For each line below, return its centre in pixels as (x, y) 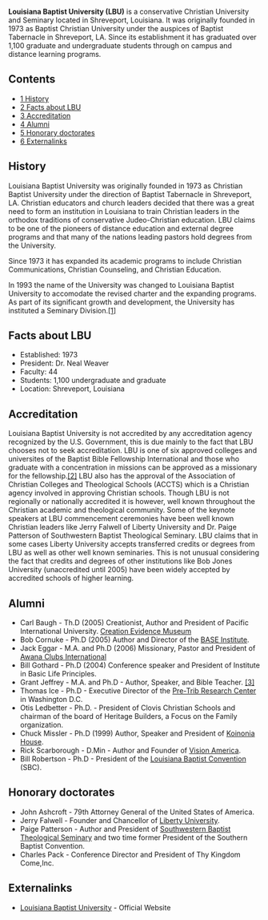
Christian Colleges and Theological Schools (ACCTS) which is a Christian (129, 485)
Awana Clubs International (63, 657)
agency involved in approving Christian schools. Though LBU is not (119, 493)
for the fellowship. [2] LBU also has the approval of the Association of (122, 476)
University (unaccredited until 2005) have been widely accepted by (119, 570)
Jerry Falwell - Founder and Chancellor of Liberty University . (120, 820)
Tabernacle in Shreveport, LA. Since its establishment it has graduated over (133, 37)
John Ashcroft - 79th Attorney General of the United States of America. (137, 812)
